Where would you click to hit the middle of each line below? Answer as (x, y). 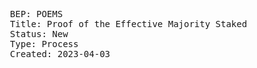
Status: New (39, 34)
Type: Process (44, 44)
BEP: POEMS (36, 14)
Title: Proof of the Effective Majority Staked (128, 24)
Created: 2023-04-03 (60, 54)
